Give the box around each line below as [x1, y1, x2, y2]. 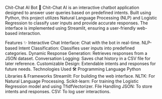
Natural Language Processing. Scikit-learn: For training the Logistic [5, 78, 139, 84]
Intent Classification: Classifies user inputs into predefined [18, 45, 135, 51]
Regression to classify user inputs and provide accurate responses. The [5, 20, 148, 26]
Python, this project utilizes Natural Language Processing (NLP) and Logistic [5, 15, 157, 20]
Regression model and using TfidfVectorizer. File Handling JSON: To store [5, 83, 152, 89]
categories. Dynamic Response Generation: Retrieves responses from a [5, 50, 147, 56]
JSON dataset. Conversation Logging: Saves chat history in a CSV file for [5, 56, 151, 61]
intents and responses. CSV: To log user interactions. [5, 89, 111, 94]
